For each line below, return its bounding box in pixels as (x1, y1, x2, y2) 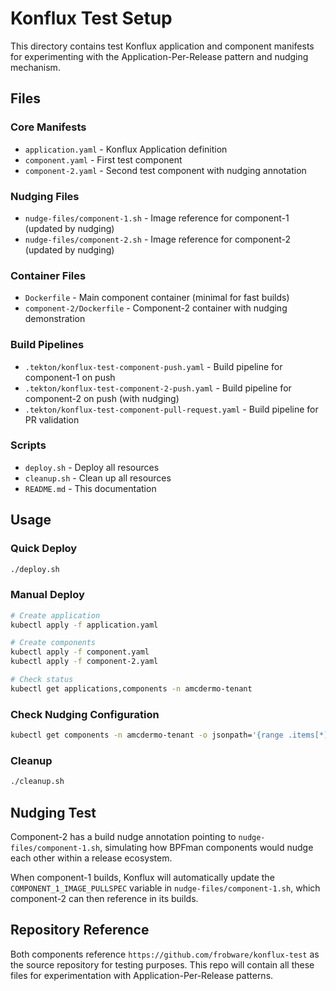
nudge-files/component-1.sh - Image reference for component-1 (24, 212, 290, 224)
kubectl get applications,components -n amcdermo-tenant (10, 683, 253, 694)
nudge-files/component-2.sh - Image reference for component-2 (24, 233, 292, 245)
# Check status (10, 675, 74, 685)
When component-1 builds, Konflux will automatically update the (10, 871, 275, 883)
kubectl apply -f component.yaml (10, 647, 150, 657)
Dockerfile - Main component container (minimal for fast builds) (24, 292, 290, 304)
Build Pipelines (10, 338, 85, 352)
